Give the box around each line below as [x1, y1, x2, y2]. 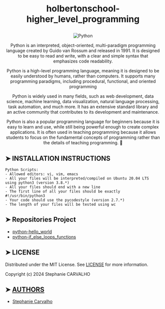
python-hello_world [12, 229, 52, 235]
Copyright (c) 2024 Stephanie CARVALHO [5, 271, 90, 277]
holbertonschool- [46, 3, 120, 14]
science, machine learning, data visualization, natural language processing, [6, 99, 160, 105]
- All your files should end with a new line [5, 185, 100, 189]
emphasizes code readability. [53, 58, 113, 64]
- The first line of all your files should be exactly [5, 189, 121, 194]
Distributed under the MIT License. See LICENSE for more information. [5, 261, 149, 267]
